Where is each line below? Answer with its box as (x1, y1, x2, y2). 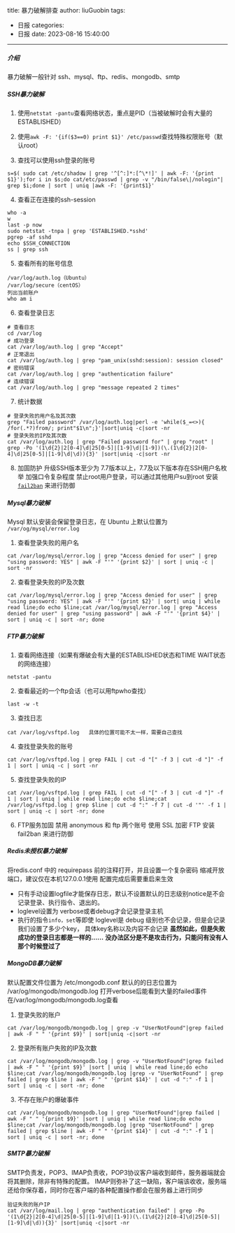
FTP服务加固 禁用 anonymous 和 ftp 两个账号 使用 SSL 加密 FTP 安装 (17, 820, 215, 829)
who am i (7, 295, 33, 302)
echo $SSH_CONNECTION (7, 240, 71, 247)
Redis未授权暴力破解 (7, 847, 67, 855)
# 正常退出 (7, 350, 35, 358)
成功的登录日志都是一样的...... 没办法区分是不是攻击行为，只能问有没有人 (17, 933, 228, 941)
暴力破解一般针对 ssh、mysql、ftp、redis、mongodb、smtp (7, 72, 180, 80)
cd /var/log (7, 329, 42, 337)
